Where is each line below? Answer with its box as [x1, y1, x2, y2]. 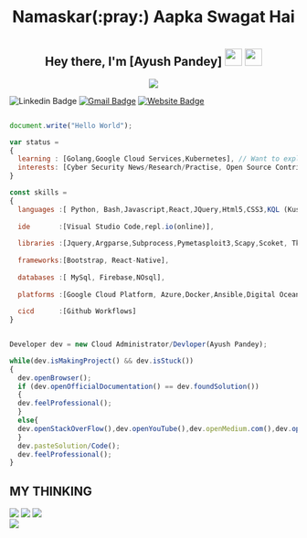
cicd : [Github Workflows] [17, 307, 137, 316]
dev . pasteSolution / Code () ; [17, 441, 121, 450]
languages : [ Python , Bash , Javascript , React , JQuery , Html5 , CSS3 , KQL [17, 205, 281, 214]
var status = [9, 137, 59, 147]
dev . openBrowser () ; [17, 373, 92, 383]
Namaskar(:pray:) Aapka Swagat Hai [12, 6, 295, 27]
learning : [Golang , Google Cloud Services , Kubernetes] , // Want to [17, 154, 281, 164]
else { [17, 416, 39, 426]
